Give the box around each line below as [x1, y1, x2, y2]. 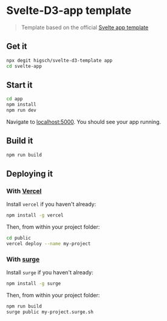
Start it [6, 79, 33, 90]
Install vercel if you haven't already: [6, 201, 96, 208]
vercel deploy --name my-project [6, 241, 91, 247]
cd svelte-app [6, 63, 43, 69]
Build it [6, 136, 33, 146]
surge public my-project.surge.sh [6, 309, 94, 315]
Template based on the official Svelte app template [21, 24, 149, 31]
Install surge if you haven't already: [6, 269, 94, 276]
